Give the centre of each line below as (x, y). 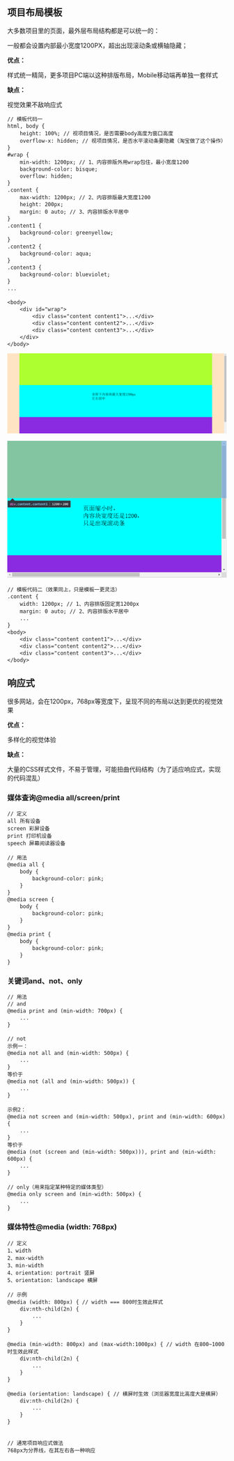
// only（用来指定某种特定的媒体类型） (57, 1187)
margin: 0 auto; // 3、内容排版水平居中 (74, 212)
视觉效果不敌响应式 (35, 104)
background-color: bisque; (59, 169)
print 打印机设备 (30, 836)
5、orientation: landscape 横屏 (53, 1280)
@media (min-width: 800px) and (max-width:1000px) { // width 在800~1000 (116, 1344)
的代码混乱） (25, 778)
